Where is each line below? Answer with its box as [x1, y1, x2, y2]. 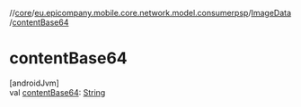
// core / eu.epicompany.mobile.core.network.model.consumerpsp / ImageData [9, 8, 292, 18]
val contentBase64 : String [9, 86, 106, 97]
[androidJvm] [9, 78, 60, 88]
